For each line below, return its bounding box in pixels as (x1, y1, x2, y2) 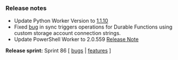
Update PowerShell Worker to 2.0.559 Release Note (13, 36, 139, 43)
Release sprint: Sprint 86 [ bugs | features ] (5, 47, 112, 54)
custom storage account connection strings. (13, 30, 121, 37)
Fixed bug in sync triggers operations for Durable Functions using (13, 23, 173, 30)
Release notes (5, 4, 47, 12)
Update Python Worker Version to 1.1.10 (13, 17, 109, 24)
